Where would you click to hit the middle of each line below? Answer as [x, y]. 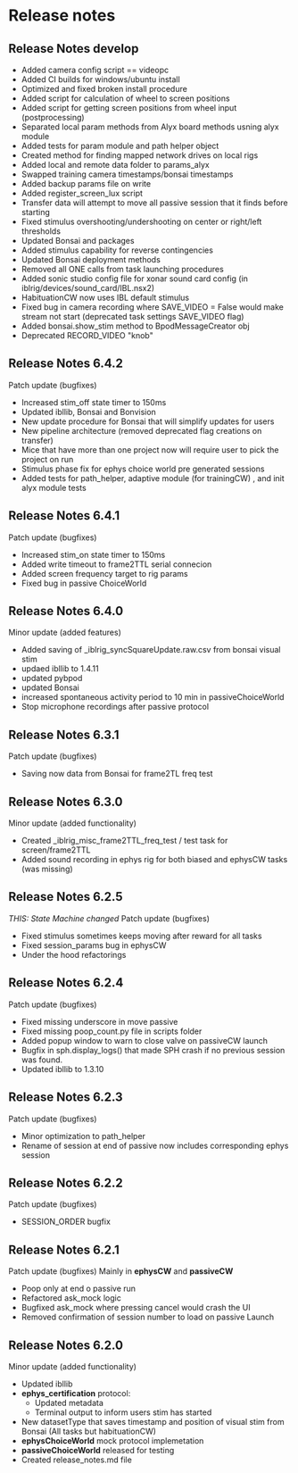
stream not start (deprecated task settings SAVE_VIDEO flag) [132, 316]
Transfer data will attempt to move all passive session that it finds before [155, 203]
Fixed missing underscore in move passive [99, 1021]
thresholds [41, 231]
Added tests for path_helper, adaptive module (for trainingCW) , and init [153, 478]
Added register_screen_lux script [82, 193]
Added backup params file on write [86, 183]
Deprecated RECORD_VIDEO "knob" [87, 335]
